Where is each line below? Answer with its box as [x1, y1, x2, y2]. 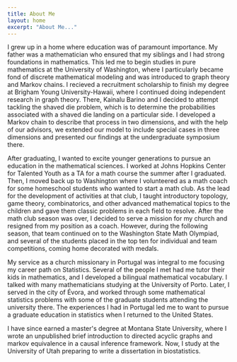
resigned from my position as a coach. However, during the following [7, 222, 209, 230]
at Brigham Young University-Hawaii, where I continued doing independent [7, 88, 226, 96]
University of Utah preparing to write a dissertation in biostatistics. [7, 347, 201, 356]
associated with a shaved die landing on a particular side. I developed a [7, 110, 216, 119]
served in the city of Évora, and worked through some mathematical [7, 288, 205, 297]
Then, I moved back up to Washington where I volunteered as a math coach [7, 177, 228, 185]
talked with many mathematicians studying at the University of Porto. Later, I [7, 281, 230, 289]
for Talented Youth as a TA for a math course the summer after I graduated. [7, 169, 226, 177]
